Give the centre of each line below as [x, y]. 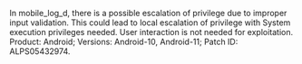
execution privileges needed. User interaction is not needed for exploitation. [151, 32]
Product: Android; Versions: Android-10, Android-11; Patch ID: [124, 41]
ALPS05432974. [40, 51]
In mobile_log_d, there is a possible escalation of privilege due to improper [148, 13]
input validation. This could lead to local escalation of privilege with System [150, 23]
